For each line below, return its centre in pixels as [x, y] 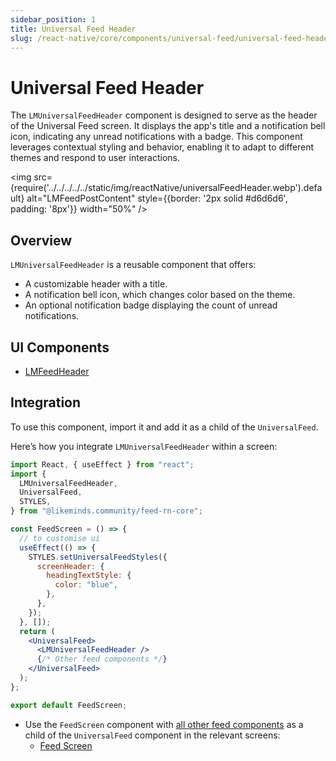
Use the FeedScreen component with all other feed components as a [164, 724]
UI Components [60, 347]
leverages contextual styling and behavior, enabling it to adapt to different [162, 147]
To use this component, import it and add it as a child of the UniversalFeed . [164, 427]
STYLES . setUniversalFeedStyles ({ [98, 557]
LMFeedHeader [57, 371]
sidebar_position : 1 [53, 19]
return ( [37, 631]
